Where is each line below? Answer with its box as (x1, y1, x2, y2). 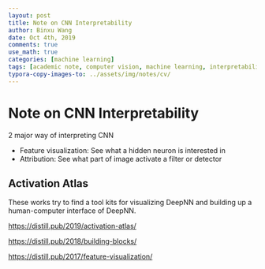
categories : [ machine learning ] (8, 56, 114, 64)
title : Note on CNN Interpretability (8, 19, 132, 27)
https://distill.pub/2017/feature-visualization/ (8, 252, 153, 261)
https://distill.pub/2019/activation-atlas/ (8, 222, 136, 231)
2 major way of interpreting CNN (8, 130, 114, 140)
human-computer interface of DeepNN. (8, 206, 136, 215)
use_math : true (8, 48, 58, 56)
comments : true (8, 41, 58, 49)
